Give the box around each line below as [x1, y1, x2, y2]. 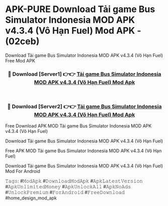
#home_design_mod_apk [5, 195, 57, 201]
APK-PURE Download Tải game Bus [5, 4, 155, 15]
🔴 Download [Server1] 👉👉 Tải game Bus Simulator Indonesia [8, 71, 161, 78]
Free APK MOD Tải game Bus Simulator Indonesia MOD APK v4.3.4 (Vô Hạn [5, 148, 162, 154]
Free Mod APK [5, 57, 35, 63]
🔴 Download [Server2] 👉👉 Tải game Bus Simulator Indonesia [7, 103, 162, 110]
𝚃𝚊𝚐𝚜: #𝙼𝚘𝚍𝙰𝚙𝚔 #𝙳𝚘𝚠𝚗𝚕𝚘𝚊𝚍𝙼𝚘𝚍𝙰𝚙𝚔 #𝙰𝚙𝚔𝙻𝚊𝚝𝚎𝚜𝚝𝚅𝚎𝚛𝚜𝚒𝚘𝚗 [5, 178, 143, 184]
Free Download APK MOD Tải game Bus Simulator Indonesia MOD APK [5, 122, 152, 129]
